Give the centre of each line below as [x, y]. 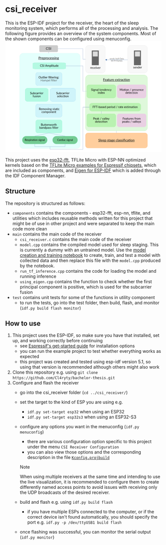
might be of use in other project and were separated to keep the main [83, 223]
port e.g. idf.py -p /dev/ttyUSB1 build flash [74, 522]
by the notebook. [37, 266]
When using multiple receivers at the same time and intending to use [90, 477]
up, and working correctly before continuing [57, 341]
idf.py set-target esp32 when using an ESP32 [76, 412]
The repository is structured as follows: [45, 203]
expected [29, 357]
